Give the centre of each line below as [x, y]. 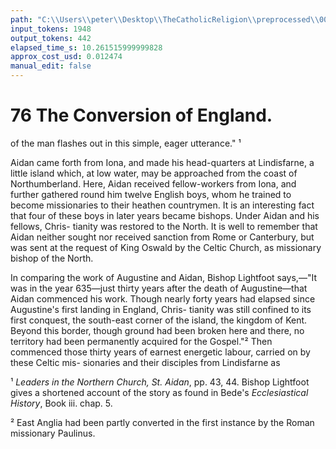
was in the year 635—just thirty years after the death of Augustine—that [159, 288]
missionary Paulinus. [53, 433]
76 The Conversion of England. [141, 115]
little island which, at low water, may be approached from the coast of [154, 173]
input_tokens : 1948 [51, 29]
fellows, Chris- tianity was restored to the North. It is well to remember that [164, 226]
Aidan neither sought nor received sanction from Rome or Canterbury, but [162, 237]
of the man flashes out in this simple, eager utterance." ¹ [126, 143]
